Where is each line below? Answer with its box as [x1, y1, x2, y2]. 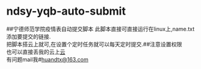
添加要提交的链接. [6, 32, 51, 40]
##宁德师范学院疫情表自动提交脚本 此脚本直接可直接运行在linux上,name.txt [6, 25, 195, 32]
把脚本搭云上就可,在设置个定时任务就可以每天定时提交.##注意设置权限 [6, 40, 182, 48]
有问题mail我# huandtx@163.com [6, 56, 89, 63]
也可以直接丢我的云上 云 [6, 48, 65, 56]
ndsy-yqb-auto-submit [6, 4, 126, 18]
